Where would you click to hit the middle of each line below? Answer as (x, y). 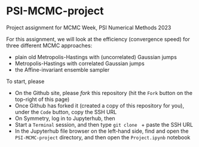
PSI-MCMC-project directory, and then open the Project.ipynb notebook (102, 137)
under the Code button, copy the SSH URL (66, 112)
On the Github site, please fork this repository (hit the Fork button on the (104, 93)
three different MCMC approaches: (49, 45)
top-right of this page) (42, 99)
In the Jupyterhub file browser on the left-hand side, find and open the (102, 131)
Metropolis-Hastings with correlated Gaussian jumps (79, 63)
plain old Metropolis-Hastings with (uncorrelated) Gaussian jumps (96, 57)
